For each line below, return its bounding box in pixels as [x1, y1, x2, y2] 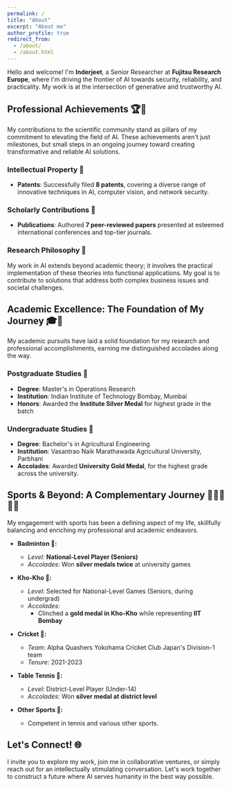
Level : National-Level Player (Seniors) [27, 552, 138, 561]
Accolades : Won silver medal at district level [27, 692, 158, 700]
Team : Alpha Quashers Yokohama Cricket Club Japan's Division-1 [27, 643, 216, 651]
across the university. [17, 469, 79, 477]
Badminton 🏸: [17, 539, 57, 547]
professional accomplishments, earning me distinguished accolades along [7, 344, 219, 353]
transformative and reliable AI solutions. [7, 147, 121, 156]
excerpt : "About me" [7, 23, 67, 30]
